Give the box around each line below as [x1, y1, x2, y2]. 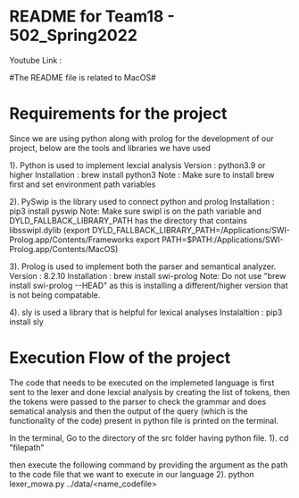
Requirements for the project [9, 104, 228, 124]
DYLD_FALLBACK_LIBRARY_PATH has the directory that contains [9, 215, 248, 225]
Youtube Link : [9, 55, 62, 65]
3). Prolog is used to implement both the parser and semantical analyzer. [9, 261, 277, 272]
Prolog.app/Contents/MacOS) [9, 243, 119, 254]
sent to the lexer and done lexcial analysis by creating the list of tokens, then [9, 386, 291, 397]
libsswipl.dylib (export [9, 224, 91, 235]
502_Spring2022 [9, 25, 138, 46]
